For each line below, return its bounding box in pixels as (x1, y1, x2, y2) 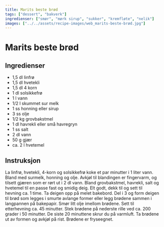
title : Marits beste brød (5, 7, 58, 12)
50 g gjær (12, 137, 32, 143)
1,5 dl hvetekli (12, 79, 40, 86)
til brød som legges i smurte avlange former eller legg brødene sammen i (5, 196, 152, 202)
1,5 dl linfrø (12, 75, 35, 80)
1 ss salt (12, 126, 28, 132)
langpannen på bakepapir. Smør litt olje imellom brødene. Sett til (5, 201, 135, 206)
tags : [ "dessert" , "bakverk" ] (5, 12, 67, 17)
